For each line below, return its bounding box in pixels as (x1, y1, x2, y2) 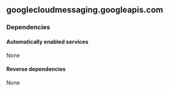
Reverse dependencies (6, 66, 66, 73)
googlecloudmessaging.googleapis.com (6, 5, 164, 15)
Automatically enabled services (6, 38, 89, 45)
